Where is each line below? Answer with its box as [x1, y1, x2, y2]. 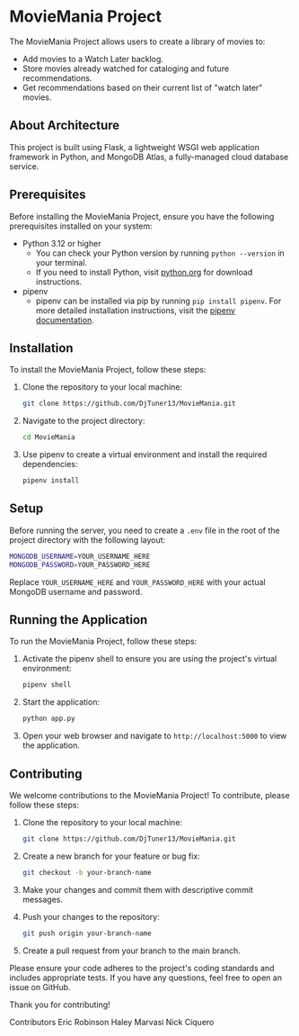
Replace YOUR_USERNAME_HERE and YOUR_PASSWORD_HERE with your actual [9, 576, 267, 587]
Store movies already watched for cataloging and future [22, 63, 230, 74]
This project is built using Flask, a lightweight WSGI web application [9, 141, 260, 152]
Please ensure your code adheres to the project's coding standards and [9, 962, 275, 973]
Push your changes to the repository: [22, 911, 160, 922]
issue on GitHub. [9, 981, 71, 992]
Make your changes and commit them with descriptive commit [22, 884, 254, 895]
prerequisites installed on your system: [9, 221, 153, 231]
